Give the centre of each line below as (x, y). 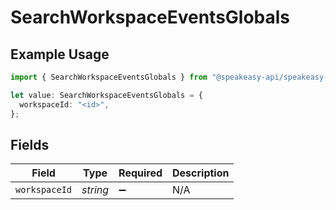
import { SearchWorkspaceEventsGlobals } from (109, 77)
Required (140, 173)
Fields (30, 144)
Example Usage (60, 54)
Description (201, 173)
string (95, 190)
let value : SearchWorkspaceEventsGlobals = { (106, 95)
